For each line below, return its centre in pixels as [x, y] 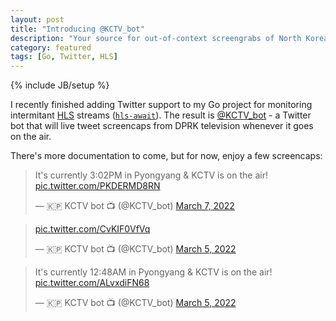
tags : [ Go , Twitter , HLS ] [64, 57]
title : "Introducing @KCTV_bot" [77, 29]
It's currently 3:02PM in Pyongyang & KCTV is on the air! [151, 175]
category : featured [51, 47]
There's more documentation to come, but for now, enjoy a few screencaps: [166, 156]
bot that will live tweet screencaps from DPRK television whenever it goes [162, 126]
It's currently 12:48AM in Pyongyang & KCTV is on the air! [153, 272]
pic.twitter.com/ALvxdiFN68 [92, 283]
